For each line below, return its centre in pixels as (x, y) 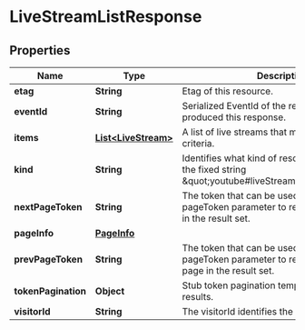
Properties (40, 50)
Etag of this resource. (228, 91)
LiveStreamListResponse (106, 17)
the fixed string (214, 170)
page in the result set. (228, 270)
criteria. (198, 143)
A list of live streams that (235, 132)
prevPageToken (49, 259)
